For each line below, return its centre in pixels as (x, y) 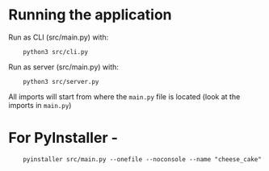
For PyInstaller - (63, 138)
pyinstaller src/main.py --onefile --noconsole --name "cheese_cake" (143, 159)
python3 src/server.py (61, 81)
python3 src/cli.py (56, 52)
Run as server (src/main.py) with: (64, 67)
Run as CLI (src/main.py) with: (59, 37)
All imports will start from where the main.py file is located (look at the (124, 96)
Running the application (90, 15)
